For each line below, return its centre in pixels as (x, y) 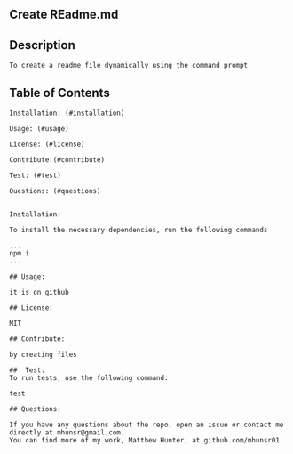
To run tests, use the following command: (89, 378)
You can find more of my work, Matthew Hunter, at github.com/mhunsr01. (146, 441)
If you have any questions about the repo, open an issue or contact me (146, 425)
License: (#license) (48, 145)
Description (42, 45)
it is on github (39, 293)
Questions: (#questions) (55, 191)
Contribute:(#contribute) (57, 160)
